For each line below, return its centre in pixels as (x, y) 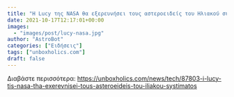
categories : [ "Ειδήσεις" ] (45, 46)
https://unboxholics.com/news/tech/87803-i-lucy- (149, 78)
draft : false (26, 59)
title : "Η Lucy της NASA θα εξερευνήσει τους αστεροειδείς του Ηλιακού (113, 14)
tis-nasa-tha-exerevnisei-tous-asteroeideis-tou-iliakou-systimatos (102, 86)
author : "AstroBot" (36, 39)
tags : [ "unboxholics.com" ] (46, 53)
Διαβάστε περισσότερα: (41, 78)
